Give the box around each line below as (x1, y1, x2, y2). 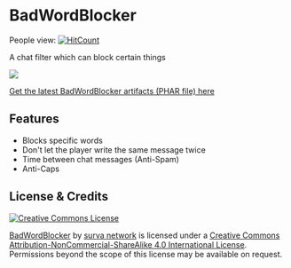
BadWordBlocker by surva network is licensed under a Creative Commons (9, 230, 280, 240)
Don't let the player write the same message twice (21, 144, 206, 155)
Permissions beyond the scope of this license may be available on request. (9, 248, 283, 259)
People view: (9, 35, 57, 45)
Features (9, 112, 59, 127)
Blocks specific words (21, 135, 104, 146)
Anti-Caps (21, 163, 60, 174)
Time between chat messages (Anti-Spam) (21, 154, 180, 164)
